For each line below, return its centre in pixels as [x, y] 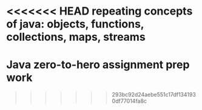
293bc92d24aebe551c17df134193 [154, 95]
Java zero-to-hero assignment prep [98, 65]
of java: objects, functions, [75, 24]
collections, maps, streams [76, 37]
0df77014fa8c [130, 101]
